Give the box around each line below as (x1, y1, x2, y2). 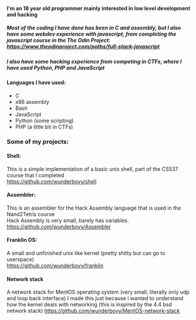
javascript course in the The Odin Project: (6, 37, 111, 44)
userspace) (6, 256, 35, 263)
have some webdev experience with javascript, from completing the (6, 31, 177, 38)
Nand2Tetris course (6, 210, 55, 217)
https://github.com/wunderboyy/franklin (6, 262, 104, 270)
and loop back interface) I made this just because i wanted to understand (6, 295, 184, 302)
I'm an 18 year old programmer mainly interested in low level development (6, 5, 191, 12)
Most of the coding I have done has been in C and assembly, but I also (6, 24, 181, 32)
